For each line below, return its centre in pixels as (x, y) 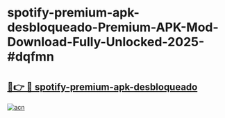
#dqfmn (31, 57)
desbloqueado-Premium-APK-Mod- (113, 27)
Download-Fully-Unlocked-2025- (106, 42)
